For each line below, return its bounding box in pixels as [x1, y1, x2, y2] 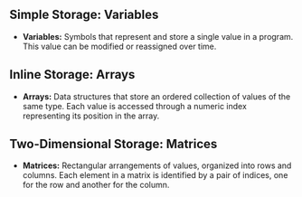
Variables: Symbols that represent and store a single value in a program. [22, 31, 294, 42]
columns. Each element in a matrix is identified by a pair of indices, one [22, 170, 288, 181]
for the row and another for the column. [22, 180, 170, 191]
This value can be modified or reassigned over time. [22, 41, 217, 52]
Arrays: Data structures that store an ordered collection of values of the [22, 90, 291, 102]
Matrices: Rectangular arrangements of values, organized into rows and [22, 160, 292, 171]
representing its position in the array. [22, 110, 160, 121]
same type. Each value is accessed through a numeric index [22, 100, 247, 111]
